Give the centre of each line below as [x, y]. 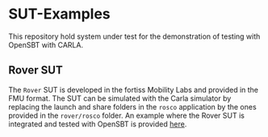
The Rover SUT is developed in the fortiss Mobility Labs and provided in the [134, 89]
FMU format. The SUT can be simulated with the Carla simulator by [120, 98]
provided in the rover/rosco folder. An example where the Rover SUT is [126, 115]
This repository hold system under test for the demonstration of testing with [134, 36]
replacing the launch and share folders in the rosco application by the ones [132, 106]
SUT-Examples [59, 14]
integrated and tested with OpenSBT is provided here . [98, 124]
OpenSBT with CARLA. [46, 44]
